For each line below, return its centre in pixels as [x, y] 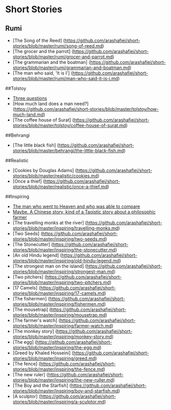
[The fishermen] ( [31, 299]
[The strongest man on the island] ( [50, 266]
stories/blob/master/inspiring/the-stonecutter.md [64, 250]
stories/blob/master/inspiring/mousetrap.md [59, 315]
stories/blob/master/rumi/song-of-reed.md [58, 46]
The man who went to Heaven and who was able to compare [76, 206]
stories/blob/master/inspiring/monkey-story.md [62, 336]
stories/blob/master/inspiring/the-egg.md [56, 347]
